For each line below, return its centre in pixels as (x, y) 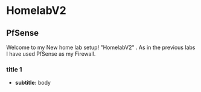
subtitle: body (33, 83)
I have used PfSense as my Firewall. (51, 54)
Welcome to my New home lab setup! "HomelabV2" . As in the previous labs (101, 47)
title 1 (14, 69)
